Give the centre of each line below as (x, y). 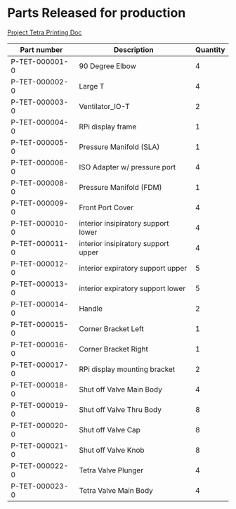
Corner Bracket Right (114, 349)
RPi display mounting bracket (127, 369)
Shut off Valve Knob (112, 450)
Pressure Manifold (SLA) (119, 147)
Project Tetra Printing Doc (45, 32)
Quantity (210, 49)
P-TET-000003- (40, 102)
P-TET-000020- (40, 425)
